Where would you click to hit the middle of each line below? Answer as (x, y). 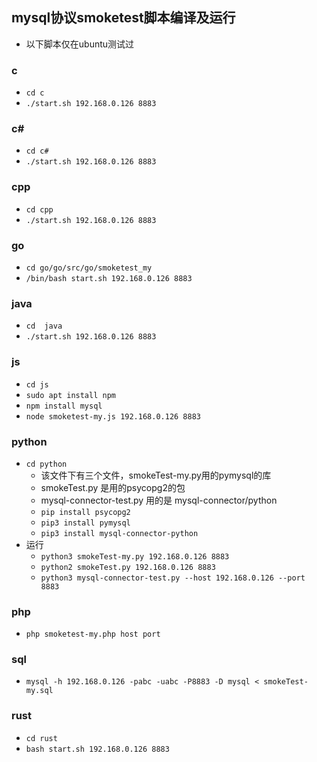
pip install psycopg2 (85, 512)
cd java (44, 326)
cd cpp (39, 209)
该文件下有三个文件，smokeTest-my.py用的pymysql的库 (156, 475)
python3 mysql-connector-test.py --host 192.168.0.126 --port (173, 578)
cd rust (41, 738)
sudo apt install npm (70, 395)
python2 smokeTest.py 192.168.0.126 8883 (128, 567)
